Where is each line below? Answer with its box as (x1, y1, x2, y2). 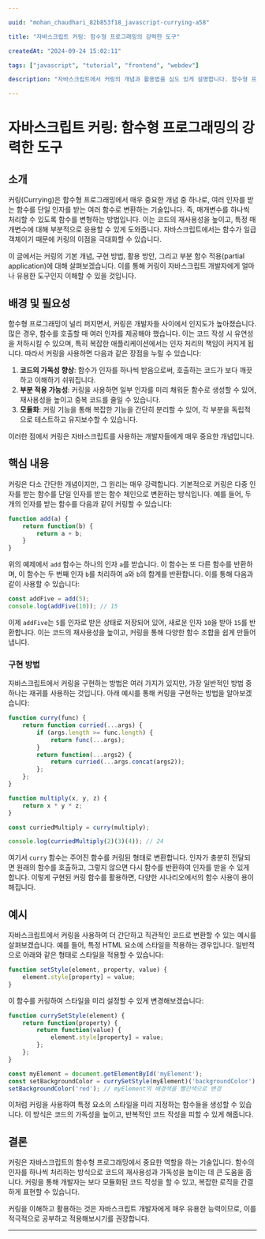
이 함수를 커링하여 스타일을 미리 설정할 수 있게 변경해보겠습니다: (8, 996, 204, 1005)
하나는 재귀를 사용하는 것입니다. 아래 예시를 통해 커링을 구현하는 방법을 (8, 688, 225, 698)
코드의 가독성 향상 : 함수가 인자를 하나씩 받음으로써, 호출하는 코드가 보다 (19, 365, 238, 375)
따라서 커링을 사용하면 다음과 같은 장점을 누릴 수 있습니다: (24, 348, 202, 358)
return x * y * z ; (22, 801, 83, 810)
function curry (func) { (8, 714, 87, 722)
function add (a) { (8, 514, 69, 522)
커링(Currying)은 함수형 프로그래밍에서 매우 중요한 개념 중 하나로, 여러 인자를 (8, 195, 246, 205)
